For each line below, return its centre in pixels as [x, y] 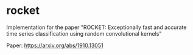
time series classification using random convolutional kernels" [84, 33]
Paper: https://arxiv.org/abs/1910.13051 [55, 45]
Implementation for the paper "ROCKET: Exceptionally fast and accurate [96, 27]
